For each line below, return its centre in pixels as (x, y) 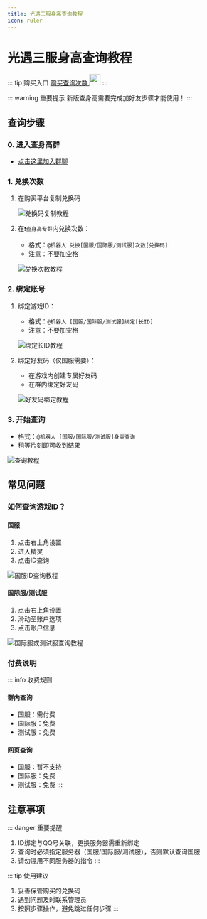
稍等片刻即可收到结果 (49, 446)
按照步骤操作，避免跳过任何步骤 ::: (68, 909)
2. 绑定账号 (26, 289)
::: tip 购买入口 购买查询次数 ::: (58, 83)
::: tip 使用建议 (28, 876)
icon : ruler (25, 21)
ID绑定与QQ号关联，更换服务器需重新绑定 (79, 843)
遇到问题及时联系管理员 (52, 900)
